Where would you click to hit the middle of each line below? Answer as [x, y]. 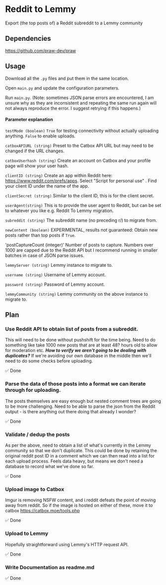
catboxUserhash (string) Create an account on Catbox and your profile [78, 160]
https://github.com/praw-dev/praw [41, 50]
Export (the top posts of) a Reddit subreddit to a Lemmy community [74, 23]
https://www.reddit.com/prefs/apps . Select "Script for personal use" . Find [81, 181]
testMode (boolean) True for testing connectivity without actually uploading [82, 130]
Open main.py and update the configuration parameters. [62, 88]
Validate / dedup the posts [38, 434]
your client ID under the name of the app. [47, 186]
